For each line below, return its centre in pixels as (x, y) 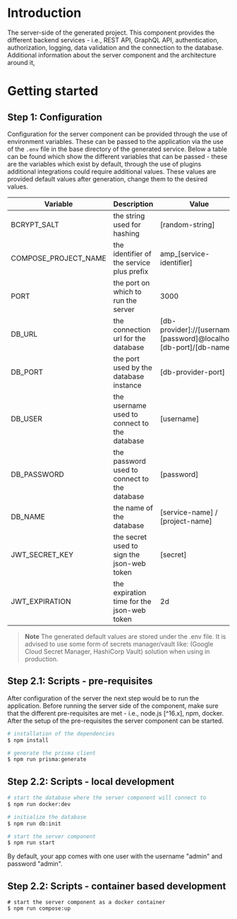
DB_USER (26, 419)
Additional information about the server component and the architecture (112, 55)
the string (129, 215)
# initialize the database (47, 817)
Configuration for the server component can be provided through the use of (117, 134)
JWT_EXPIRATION (41, 601)
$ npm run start (31, 843)
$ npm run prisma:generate (47, 759)
